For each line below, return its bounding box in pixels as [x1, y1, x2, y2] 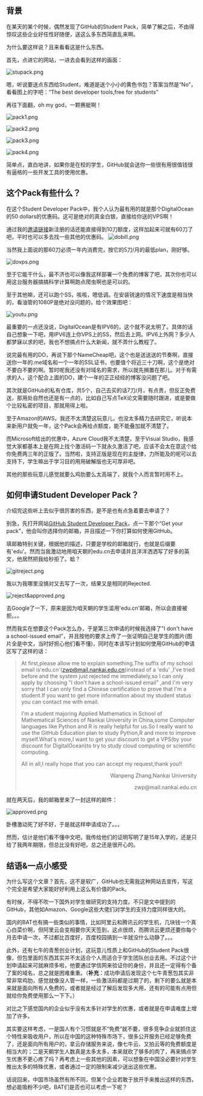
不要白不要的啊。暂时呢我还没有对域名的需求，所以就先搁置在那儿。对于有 [6, 366, 192, 373]
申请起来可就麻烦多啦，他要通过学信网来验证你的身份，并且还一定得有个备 [11, 962, 197, 969]
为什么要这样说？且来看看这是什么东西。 [6, 43, 107, 50]
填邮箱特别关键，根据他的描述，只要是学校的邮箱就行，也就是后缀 [6, 540, 170, 547]
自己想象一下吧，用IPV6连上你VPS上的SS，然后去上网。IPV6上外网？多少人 [6, 330, 195, 338]
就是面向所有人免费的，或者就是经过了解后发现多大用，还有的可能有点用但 [11, 985, 197, 992]
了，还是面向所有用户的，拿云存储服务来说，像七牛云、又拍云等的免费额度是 [6, 1040, 197, 1048]
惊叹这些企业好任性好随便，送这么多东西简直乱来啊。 [6, 30, 139, 38]
